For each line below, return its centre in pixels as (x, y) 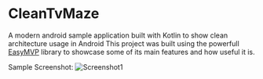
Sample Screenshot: (41, 66)
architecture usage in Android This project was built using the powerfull (124, 43)
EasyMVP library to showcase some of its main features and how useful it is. (131, 52)
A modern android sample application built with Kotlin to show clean (118, 35)
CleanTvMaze (54, 14)
